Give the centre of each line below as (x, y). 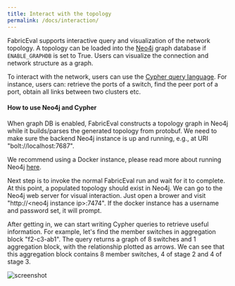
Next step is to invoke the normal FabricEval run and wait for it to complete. (116, 180)
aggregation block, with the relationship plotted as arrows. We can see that (116, 247)
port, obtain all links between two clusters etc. (74, 92)
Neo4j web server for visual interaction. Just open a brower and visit (107, 195)
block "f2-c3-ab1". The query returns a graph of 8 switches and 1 (102, 239)
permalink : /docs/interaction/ (53, 20)
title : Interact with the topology (59, 14)
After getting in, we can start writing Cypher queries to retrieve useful (108, 224)
